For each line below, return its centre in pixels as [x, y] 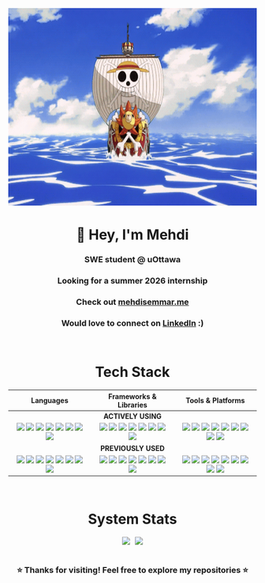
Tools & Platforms [215, 401]
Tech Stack [132, 372]
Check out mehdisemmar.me [132, 302]
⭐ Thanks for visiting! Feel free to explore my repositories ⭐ [132, 570]
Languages [50, 401]
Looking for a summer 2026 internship [132, 281]
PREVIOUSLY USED [132, 449]
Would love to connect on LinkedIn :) [132, 323]
